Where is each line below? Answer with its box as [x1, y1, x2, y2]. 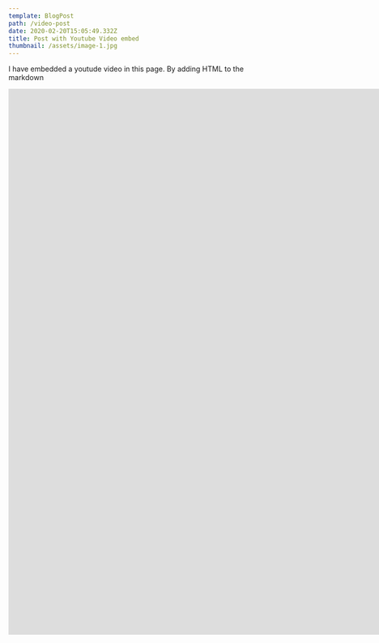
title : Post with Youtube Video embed [8, 34, 139, 43]
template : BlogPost [8, 11, 75, 20]
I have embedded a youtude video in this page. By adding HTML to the [8, 64, 245, 74]
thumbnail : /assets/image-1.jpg [8, 42, 117, 50]
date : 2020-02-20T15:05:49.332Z [8, 27, 117, 35]
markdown [8, 73, 45, 82]
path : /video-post [8, 19, 70, 27]
